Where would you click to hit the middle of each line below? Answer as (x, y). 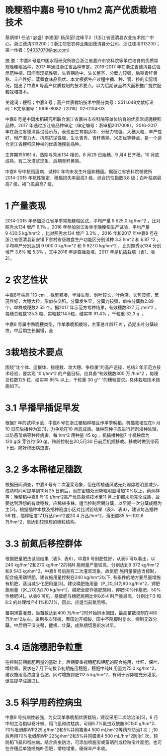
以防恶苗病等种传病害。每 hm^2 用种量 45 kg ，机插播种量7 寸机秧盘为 (78, 435)
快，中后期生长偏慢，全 (29, 330)
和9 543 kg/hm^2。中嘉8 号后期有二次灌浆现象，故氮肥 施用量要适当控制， (82, 571)
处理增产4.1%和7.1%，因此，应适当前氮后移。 (64, 602)
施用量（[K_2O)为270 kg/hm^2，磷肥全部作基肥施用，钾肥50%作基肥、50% (83, 589)
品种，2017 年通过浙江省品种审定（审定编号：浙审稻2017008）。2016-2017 (81, 125)
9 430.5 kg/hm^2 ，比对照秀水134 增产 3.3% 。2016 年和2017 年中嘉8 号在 (82, 233)
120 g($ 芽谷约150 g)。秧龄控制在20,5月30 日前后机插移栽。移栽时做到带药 (82, 441)
